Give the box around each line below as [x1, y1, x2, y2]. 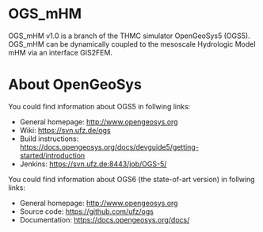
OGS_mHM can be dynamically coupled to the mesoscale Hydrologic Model [8, 39, 256, 48]
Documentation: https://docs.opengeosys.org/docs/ [19, 215, 190, 224]
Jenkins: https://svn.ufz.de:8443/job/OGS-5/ [19, 159, 167, 169]
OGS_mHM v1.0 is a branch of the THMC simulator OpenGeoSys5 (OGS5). [8, 31, 251, 40]
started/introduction [19, 150, 86, 160]
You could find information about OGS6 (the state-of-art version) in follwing [8, 174, 255, 184]
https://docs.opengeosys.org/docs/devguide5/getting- [19, 142, 200, 151]
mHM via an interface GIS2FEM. [8, 48, 113, 57]
